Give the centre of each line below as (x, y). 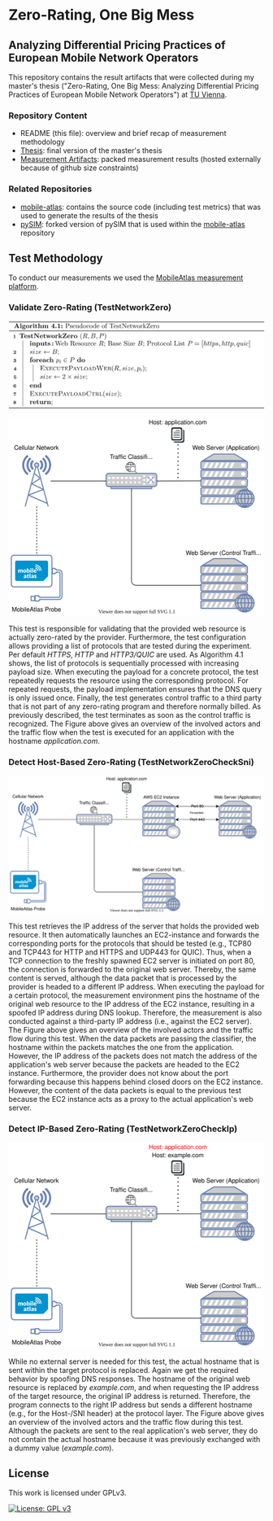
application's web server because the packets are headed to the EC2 (124, 1064)
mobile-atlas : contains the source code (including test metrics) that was (141, 207)
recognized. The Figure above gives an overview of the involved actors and (135, 723)
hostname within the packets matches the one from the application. (121, 1047)
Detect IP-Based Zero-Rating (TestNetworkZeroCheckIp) (123, 1129)
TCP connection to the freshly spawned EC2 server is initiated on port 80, (132, 961)
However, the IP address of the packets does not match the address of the (133, 1056)
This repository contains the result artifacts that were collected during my (131, 77)
